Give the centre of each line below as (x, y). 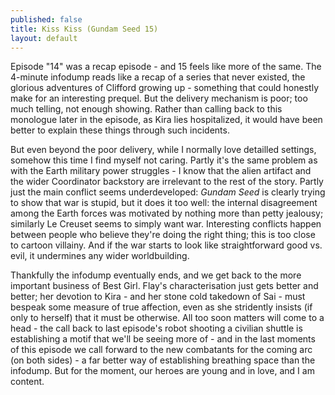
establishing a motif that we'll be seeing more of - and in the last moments (163, 339)
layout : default (44, 38)
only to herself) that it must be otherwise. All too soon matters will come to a (167, 318)
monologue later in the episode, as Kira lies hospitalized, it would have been (166, 120)
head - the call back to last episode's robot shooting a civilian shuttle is (156, 328)
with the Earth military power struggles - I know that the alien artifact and (161, 171)
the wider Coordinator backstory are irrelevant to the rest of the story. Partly (167, 182)
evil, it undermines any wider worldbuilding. (100, 256)
